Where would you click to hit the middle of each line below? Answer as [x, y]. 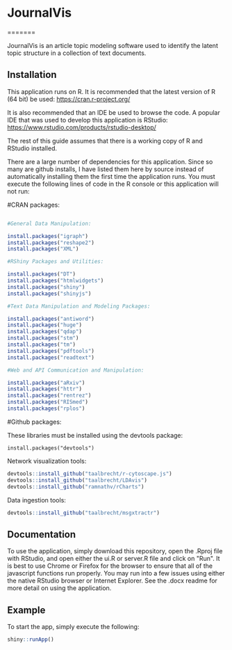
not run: [18, 191]
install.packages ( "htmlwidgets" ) [56, 280]
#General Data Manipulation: [49, 223]
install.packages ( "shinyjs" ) [49, 294]
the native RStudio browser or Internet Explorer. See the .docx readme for [112, 581]
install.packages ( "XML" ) [43, 249]
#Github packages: [34, 422]
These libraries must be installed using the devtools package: [95, 435]
